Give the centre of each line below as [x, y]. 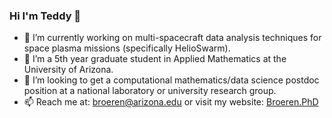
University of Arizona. [68, 70]
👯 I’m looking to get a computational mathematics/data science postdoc [171, 80]
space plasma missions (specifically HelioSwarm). [127, 48]
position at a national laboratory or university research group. [150, 91]
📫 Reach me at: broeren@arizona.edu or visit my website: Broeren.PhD [171, 102]
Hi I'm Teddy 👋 [45, 16]
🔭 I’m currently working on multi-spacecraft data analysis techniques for [172, 38]
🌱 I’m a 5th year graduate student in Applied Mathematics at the [155, 59]
